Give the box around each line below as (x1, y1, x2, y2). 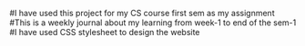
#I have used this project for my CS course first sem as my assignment (9, 8, 275, 18)
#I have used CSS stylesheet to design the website (9, 27, 200, 37)
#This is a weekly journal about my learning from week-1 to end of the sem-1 (9, 17, 297, 28)
